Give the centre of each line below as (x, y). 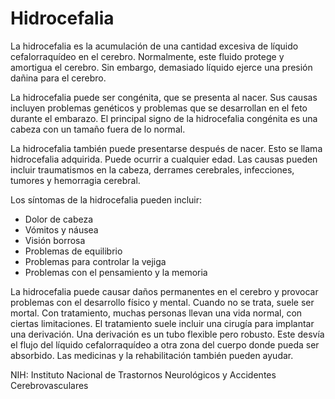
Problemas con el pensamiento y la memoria (116, 272)
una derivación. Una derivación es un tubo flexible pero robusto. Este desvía (167, 334)
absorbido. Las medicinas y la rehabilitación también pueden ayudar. (152, 355)
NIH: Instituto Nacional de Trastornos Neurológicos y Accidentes (143, 374)
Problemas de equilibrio (73, 251)
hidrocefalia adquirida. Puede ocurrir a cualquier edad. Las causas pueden (164, 159)
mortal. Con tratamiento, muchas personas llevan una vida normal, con (156, 313)
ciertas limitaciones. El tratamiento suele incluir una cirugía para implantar (162, 323)
